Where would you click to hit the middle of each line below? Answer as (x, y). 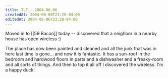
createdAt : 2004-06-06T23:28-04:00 (43, 15)
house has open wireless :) (33, 39)
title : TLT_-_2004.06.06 (31, 10)
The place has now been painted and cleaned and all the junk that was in (81, 49)
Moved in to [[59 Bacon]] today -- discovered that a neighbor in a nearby (81, 34)
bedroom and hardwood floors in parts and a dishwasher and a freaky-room (84, 59)
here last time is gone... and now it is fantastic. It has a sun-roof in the (78, 54)
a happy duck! (20, 70)
